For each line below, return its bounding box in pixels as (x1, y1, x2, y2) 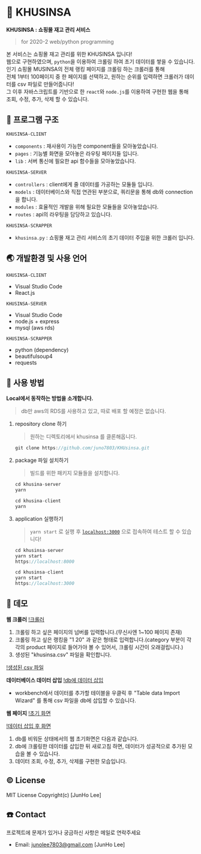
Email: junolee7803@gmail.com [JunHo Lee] (14, 841, 125, 849)
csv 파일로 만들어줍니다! (17, 80, 74, 88)
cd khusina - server (14, 482, 61, 488)
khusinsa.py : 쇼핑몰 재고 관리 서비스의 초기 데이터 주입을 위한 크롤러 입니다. (14, 234, 195, 241)
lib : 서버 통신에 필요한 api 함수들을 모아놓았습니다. (14, 157, 136, 165)
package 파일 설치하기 (14, 456, 69, 464)
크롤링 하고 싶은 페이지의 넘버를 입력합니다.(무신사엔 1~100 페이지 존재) (14, 628, 182, 635)
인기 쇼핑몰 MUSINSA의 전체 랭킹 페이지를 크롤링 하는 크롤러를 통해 (6, 65, 165, 73)
